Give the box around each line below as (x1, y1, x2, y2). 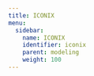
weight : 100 (22, 56, 62, 64)
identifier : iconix (22, 41, 87, 49)
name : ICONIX (22, 33, 66, 42)
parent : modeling (22, 48, 80, 56)
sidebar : (15, 26, 44, 34)
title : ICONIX (8, 11, 55, 20)
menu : (8, 19, 26, 27)
